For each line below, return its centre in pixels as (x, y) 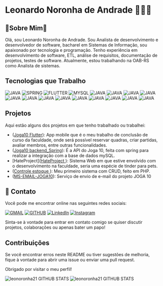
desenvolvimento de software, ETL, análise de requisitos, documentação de (81, 55)
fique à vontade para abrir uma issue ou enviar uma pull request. (70, 260)
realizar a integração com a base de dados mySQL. (64, 155)
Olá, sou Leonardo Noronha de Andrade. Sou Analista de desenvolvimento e (82, 40)
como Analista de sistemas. (33, 66)
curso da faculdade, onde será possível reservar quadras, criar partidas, (85, 140)
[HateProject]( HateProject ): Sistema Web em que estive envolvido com (84, 160)
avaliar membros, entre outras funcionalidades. (60, 145)
